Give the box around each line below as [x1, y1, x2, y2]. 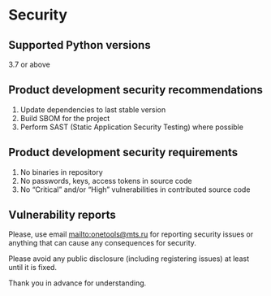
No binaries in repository [19, 167, 103, 176]
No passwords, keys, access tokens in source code [19, 176, 192, 185]
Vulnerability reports [8, 208, 116, 222]
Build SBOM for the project [19, 113, 110, 123]
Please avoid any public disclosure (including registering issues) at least [8, 254, 250, 263]
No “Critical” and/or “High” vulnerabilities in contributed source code [19, 185, 251, 194]
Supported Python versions [8, 38, 152, 52]
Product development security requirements [8, 146, 239, 159]
